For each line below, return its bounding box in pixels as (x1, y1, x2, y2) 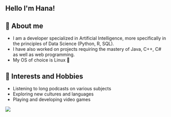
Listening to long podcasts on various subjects (12, 86, 112, 92)
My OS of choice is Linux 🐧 (12, 57, 70, 63)
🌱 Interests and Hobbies (5, 72, 83, 81)
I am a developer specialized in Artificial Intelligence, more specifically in (12, 35, 166, 42)
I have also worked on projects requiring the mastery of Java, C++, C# (12, 46, 162, 52)
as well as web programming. (12, 51, 75, 58)
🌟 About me (5, 22, 44, 30)
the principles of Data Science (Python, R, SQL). (12, 41, 114, 47)
